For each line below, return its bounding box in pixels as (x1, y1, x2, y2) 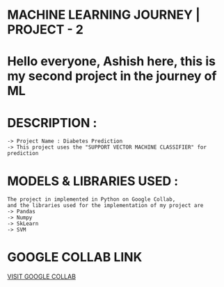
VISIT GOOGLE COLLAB (7, 272, 77, 281)
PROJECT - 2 (7, 22, 83, 38)
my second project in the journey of (7, 68, 217, 84)
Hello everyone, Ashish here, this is (7, 54, 216, 69)
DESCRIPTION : (7, 115, 97, 131)
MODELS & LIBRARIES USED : (7, 173, 179, 189)
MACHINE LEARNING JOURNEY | (7, 7, 200, 23)
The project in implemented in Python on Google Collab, (7, 196, 176, 203)
